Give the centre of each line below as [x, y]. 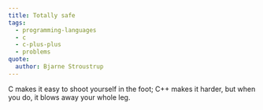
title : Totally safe [42, 15]
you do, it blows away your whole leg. [69, 97]
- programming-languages [56, 30]
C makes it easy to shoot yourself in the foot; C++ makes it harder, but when [132, 89]
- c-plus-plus [38, 45]
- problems [33, 52]
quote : [19, 60]
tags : [17, 23]
